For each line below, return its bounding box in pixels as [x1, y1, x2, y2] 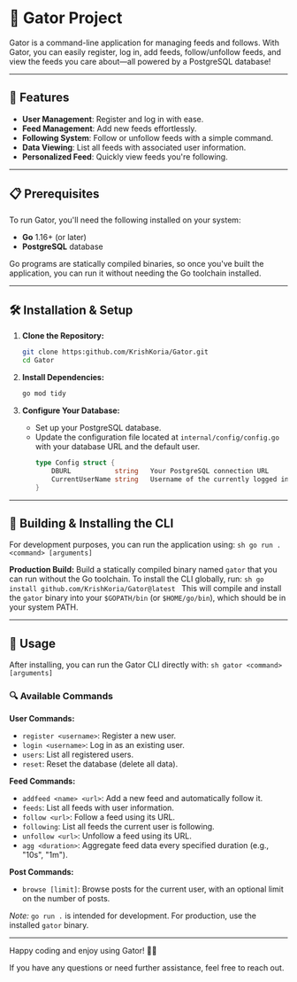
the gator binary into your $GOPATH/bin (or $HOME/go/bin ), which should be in [9, 593, 286, 604]
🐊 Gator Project [9, 8, 123, 28]
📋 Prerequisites [9, 186, 100, 202]
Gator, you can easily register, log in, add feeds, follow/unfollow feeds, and [9, 46, 281, 57]
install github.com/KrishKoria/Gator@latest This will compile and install [9, 583, 282, 594]
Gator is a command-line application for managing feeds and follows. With [9, 37, 280, 48]
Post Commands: [9, 867, 74, 877]
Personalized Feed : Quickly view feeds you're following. [21, 151, 228, 162]
